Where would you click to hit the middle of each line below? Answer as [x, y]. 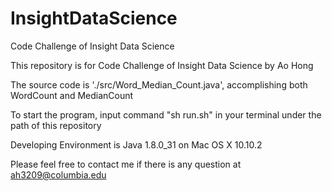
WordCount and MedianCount [72, 95]
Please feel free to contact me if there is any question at [126, 164]
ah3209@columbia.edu [58, 174]
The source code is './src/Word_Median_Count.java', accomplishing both [159, 84]
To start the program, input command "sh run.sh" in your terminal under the [166, 114]
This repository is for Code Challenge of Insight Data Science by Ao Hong [162, 65]
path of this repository [56, 125]
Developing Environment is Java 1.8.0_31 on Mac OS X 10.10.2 [136, 144]
